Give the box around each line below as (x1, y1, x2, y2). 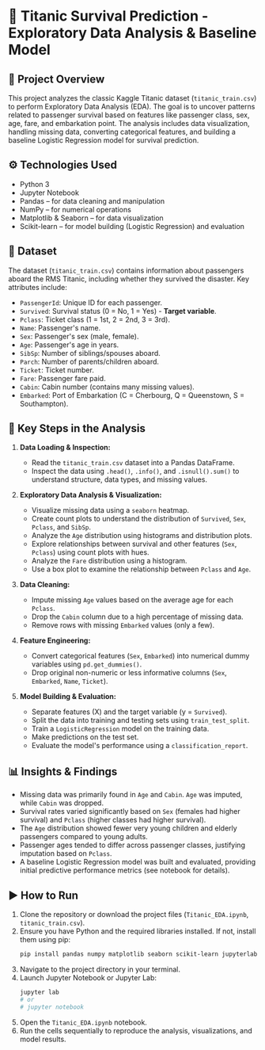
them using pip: (19, 935, 71, 945)
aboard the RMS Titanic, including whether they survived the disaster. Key (8, 273, 250, 284)
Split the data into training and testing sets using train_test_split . (31, 716, 250, 725)
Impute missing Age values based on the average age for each (31, 595, 233, 605)
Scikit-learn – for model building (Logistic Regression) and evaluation (19, 221, 245, 231)
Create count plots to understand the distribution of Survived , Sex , (31, 514, 247, 524)
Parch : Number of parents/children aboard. (19, 357, 160, 366)
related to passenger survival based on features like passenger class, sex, (8, 110, 250, 120)
